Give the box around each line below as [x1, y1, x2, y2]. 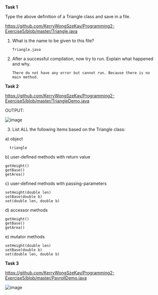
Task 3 [5, 260, 19, 266]
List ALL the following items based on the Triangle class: [12, 127, 126, 132]
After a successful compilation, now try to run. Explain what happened [12, 56, 154, 62]
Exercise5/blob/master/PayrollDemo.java [5, 275, 87, 281]
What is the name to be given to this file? [12, 38, 94, 44]
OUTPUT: [5, 108, 24, 113]
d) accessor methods [5, 207, 48, 213]
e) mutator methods [5, 234, 45, 239]
